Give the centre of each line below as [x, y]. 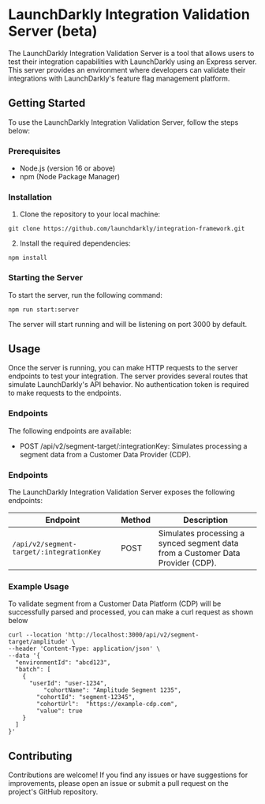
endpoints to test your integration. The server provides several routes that [128, 376]
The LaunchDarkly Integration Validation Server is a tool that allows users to [131, 53]
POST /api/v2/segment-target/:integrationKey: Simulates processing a [133, 446]
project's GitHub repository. [53, 792]
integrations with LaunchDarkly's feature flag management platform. [119, 78]
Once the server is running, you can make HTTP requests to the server [123, 368]
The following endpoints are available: [70, 430]
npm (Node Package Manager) [70, 177]
